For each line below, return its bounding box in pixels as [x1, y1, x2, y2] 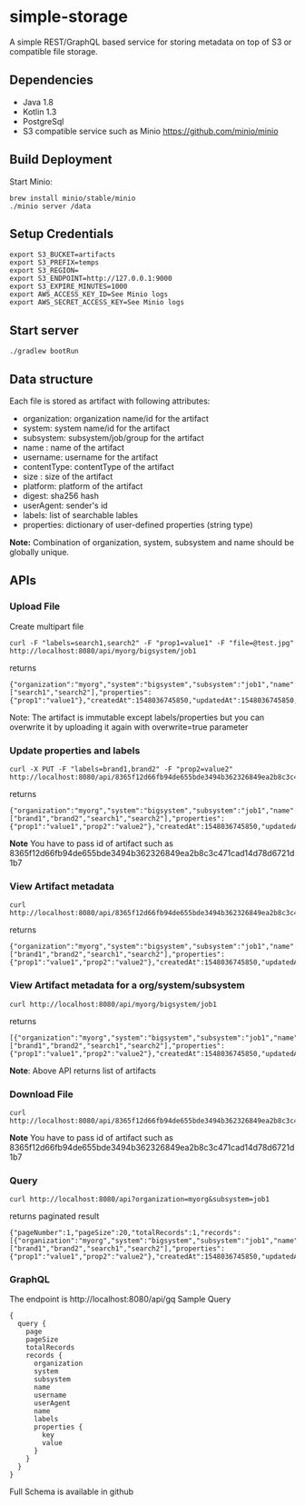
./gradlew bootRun [9, 347, 79, 356]
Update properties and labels [9, 743, 141, 756]
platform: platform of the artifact [22, 481, 143, 492]
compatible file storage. [9, 45, 98, 56]
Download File [9, 1088, 74, 1101]
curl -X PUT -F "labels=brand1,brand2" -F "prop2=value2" [9, 764, 233, 773]
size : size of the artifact [22, 471, 113, 482]
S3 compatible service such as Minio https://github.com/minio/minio [22, 125, 279, 136]
